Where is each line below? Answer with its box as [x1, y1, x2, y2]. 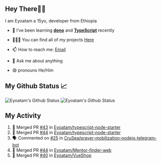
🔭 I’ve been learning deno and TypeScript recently [12, 27, 115, 33]
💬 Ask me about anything [12, 58, 63, 63]
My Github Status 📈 [5, 82, 67, 90]
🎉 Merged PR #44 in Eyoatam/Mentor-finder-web [12, 147, 112, 153]
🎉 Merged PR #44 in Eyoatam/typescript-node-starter [12, 130, 121, 136]
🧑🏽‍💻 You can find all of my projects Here [12, 37, 94, 42]
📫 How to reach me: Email [12, 46, 66, 52]
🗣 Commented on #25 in [12, 135, 63, 141]
